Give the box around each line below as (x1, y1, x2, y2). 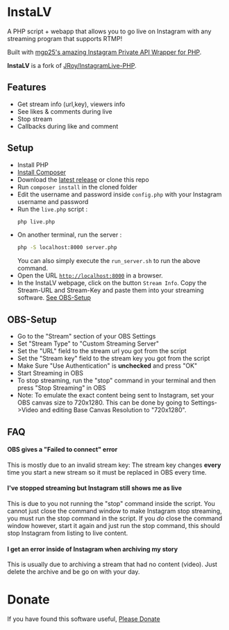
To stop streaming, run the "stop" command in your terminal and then (17, 376, 217, 385)
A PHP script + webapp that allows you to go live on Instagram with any (7, 27, 212, 35)
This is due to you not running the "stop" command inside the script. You (7, 499, 215, 507)
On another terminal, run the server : (17, 230, 122, 239)
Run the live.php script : (17, 205, 88, 213)
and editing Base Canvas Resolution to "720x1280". (40, 406, 187, 414)
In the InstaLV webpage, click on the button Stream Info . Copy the (17, 279, 207, 287)
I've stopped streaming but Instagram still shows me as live (7, 484, 183, 493)
